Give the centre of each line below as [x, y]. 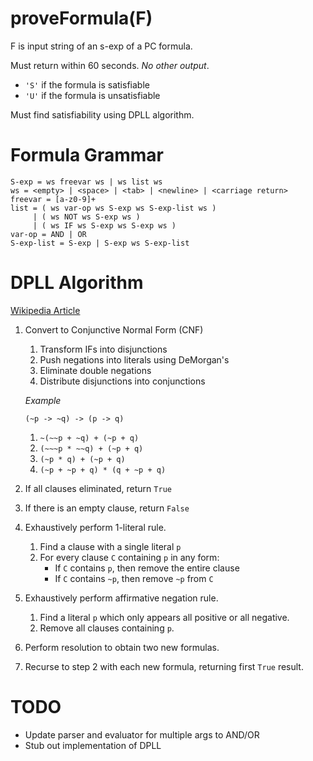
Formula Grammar [87, 155]
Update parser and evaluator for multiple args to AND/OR [142, 734]
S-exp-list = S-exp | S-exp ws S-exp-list [100, 243]
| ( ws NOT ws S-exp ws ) [86, 217]
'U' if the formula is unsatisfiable [92, 95]
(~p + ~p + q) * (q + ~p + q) [103, 470]
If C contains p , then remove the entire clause [147, 568]
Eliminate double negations [95, 370]
